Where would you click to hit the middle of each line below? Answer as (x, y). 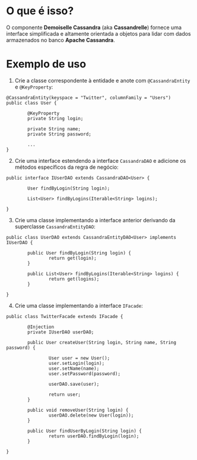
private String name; (54, 129)
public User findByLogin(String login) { (80, 253)
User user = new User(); (79, 358)
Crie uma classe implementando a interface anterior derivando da (95, 220)
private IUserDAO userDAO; (61, 332)
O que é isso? (40, 11)
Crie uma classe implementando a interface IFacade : (79, 305)
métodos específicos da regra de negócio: (66, 167)
